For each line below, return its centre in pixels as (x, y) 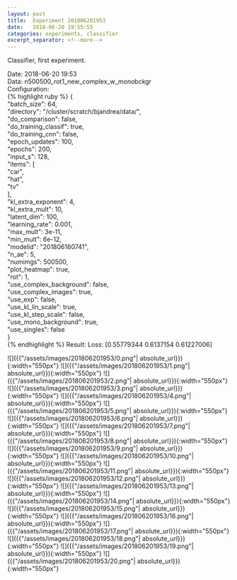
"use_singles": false (36, 330)
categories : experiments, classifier (63, 34)
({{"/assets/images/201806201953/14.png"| (71, 501)
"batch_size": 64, (33, 104)
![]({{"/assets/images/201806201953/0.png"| (73, 359)
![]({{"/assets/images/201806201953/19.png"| (127, 546)
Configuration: (28, 89)
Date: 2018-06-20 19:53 (42, 74)
